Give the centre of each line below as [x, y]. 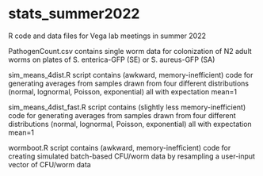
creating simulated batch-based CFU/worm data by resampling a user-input [132, 156]
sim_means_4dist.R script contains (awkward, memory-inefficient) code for [131, 75]
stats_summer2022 [74, 14]
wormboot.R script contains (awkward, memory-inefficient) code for [120, 147]
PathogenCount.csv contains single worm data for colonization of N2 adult [130, 51]
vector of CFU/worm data [50, 164]
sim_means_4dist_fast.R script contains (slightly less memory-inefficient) [127, 107]
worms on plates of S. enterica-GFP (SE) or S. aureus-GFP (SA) [112, 59]
